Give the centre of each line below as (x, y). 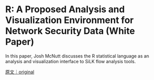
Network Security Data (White (70, 31)
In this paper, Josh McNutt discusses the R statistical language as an (77, 56)
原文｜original (20, 72)
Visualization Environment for (69, 20)
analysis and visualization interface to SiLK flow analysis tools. (71, 61)
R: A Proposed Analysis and (65, 9)
